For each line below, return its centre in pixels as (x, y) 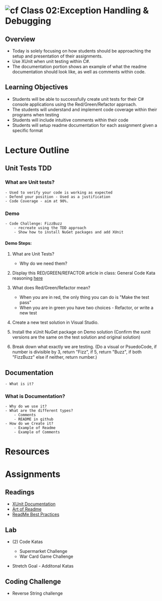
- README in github (34, 419)
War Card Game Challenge (46, 557)
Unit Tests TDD (29, 168)
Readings (20, 492)
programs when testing (36, 114)
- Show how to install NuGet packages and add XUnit (69, 232)
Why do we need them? (43, 263)
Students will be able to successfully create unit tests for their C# (78, 99)
